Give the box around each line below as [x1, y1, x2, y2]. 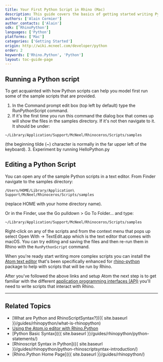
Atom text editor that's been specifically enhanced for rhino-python [5, 258, 140, 264]
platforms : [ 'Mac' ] [5, 35, 45, 39]
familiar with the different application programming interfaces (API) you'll [5, 278, 151, 284]
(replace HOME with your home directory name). [5, 201, 102, 207]
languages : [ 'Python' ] [5, 30, 51, 35]
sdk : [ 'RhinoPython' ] [5, 25, 49, 30]
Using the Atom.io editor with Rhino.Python [12, 325, 98, 331]
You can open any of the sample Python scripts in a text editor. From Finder [5, 173, 156, 179]
